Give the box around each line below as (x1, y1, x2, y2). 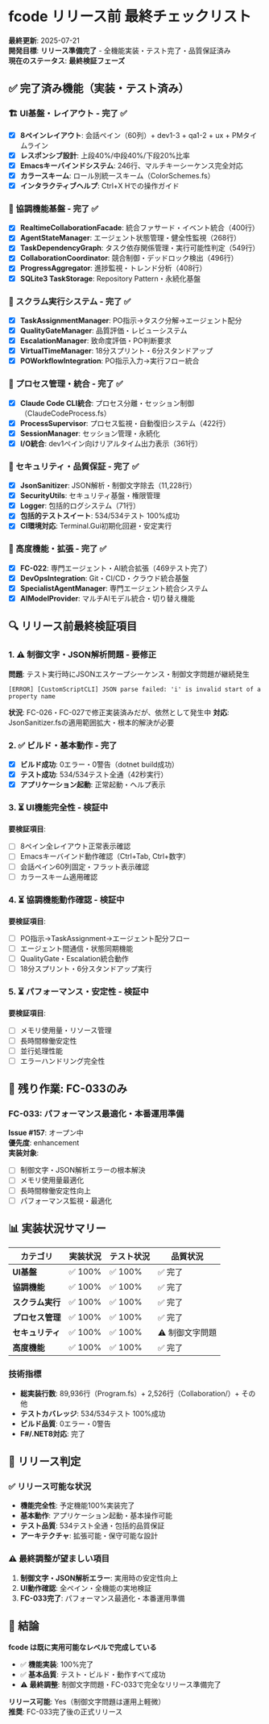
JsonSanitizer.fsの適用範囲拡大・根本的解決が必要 (8, 718, 175, 727)
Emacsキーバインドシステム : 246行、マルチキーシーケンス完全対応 (19, 161, 243, 170)
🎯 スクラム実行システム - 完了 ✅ (8, 295, 131, 307)
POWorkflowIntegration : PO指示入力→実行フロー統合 (19, 356, 200, 366)
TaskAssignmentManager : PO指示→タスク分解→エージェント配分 (19, 316, 242, 325)
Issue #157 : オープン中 (8, 1128, 85, 1138)
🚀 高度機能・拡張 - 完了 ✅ (8, 543, 107, 554)
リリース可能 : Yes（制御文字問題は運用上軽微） (8, 1697, 166, 1706)
